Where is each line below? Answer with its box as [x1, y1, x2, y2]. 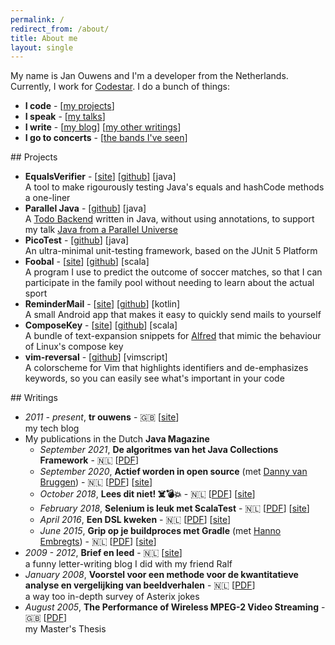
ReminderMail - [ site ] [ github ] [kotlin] [24, 298, 181, 310]
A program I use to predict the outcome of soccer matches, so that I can [24, 266, 323, 278]
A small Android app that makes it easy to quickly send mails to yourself [24, 309, 322, 321]
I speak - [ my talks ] [24, 111, 106, 123]
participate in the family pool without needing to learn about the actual [24, 277, 315, 289]
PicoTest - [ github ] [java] [24, 234, 130, 246]
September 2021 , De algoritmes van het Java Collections [39, 444, 279, 456]
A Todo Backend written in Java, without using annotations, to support [24, 213, 315, 225]
